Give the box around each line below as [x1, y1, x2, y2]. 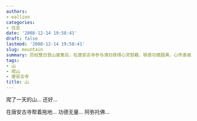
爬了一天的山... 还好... [6, 96, 58, 103]
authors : [6, 8, 28, 15]
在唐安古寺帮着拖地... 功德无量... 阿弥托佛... [6, 109, 110, 115]
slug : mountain [6, 47, 43, 53]
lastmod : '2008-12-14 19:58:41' [6, 42, 85, 47]
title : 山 [6, 79, 29, 85]
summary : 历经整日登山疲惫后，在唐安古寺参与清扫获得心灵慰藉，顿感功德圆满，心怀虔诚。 [6, 52, 196, 58]
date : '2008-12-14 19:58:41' [6, 30, 77, 36]
